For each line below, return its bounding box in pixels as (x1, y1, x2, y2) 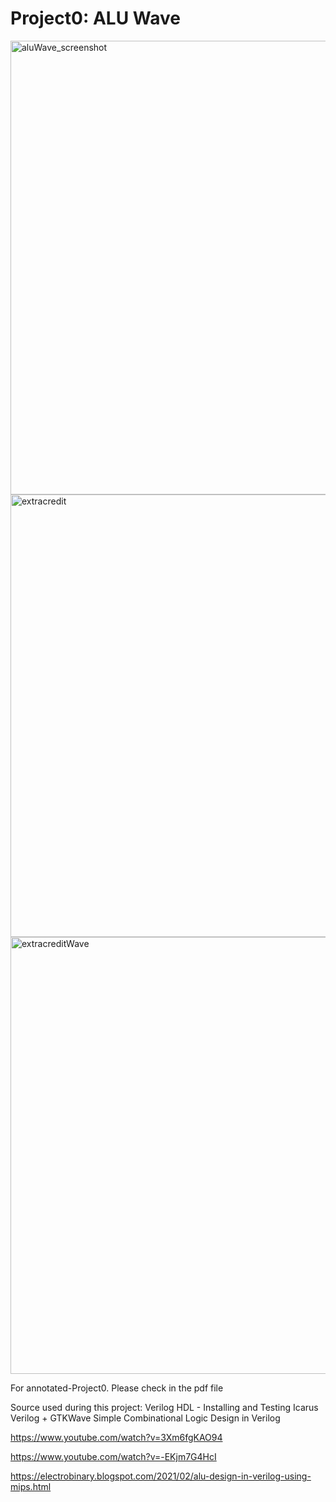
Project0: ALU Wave (10, 7, 181, 30)
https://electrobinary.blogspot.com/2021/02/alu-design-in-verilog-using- (10, 1470, 312, 1482)
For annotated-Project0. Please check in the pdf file (10, 1382, 224, 1394)
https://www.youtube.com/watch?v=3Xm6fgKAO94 (10, 1431, 223, 1443)
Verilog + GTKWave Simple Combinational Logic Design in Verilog (10, 1412, 281, 1424)
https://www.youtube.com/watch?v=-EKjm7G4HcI (10, 1450, 217, 1462)
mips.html (10, 1480, 52, 1492)
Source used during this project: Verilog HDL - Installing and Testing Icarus (10, 1401, 319, 1413)
